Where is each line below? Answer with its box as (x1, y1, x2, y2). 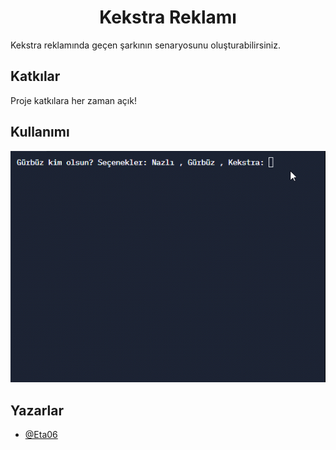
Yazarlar (10, 402, 64, 419)
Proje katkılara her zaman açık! (10, 94, 137, 106)
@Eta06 (24, 429, 58, 441)
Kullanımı (10, 124, 70, 141)
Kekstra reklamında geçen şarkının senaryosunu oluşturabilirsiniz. (10, 39, 281, 51)
